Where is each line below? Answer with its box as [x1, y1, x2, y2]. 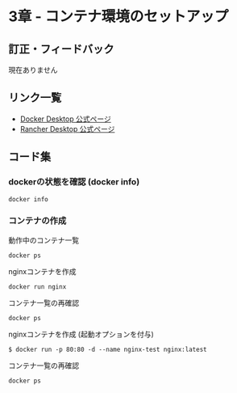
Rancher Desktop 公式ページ [19, 124, 115, 133]
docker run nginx [8, 282, 67, 291]
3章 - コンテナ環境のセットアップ [8, 7, 229, 26]
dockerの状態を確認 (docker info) [8, 176, 140, 188]
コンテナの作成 [8, 215, 67, 226]
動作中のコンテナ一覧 [8, 235, 79, 245]
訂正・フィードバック [8, 42, 114, 56]
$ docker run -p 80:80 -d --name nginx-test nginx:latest [8, 345, 207, 353]
